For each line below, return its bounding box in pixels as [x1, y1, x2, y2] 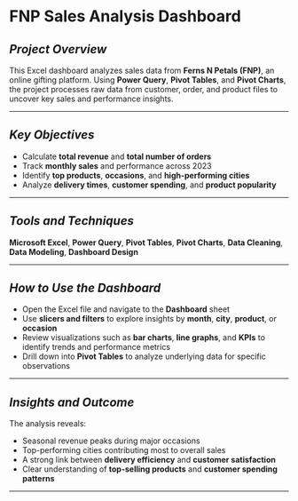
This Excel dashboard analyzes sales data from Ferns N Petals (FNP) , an [9, 65, 275, 76]
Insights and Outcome [9, 394, 135, 410]
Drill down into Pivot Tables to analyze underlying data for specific [21, 351, 266, 362]
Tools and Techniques [9, 213, 135, 228]
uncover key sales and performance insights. [9, 93, 175, 104]
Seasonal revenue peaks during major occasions [21, 435, 201, 446]
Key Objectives [9, 127, 95, 143]
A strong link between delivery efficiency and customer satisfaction [21, 455, 277, 465]
